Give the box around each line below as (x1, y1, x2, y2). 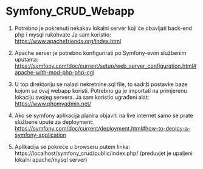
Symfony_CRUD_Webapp (5, 4, 135, 18)
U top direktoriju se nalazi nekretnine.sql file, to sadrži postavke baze (14, 81, 188, 88)
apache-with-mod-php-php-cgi (14, 68, 95, 76)
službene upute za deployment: (14, 118, 94, 126)
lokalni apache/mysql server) (14, 156, 88, 163)
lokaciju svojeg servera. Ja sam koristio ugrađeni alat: (14, 93, 150, 101)
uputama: (14, 56, 39, 63)
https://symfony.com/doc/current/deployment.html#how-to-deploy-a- (14, 124, 191, 132)
